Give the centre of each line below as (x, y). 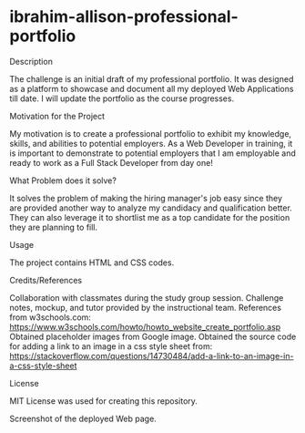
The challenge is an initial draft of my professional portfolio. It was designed (152, 78)
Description (31, 61)
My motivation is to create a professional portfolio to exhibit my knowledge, (151, 133)
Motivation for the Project (57, 116)
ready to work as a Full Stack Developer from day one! (112, 162)
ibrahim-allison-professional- (124, 17)
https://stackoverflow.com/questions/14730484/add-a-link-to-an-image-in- (152, 356)
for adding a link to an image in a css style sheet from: (111, 346)
